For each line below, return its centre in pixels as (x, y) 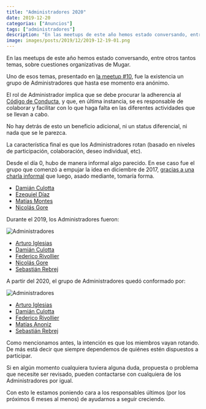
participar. (19, 356)
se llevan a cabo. (28, 114)
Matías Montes (34, 201)
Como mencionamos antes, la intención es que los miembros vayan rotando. (103, 343)
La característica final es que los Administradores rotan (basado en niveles (101, 144)
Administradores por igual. (40, 380)
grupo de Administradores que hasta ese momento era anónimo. (88, 83)
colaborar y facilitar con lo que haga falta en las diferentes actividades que (101, 108)
